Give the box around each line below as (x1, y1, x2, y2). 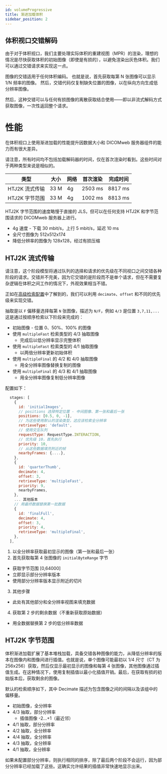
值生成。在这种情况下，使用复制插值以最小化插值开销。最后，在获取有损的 (5, 669, 158, 675)
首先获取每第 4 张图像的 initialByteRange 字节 (12, 555, 108, 561)
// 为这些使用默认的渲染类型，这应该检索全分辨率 (18, 418, 107, 423)
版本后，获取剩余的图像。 (9, 675, 62, 681)
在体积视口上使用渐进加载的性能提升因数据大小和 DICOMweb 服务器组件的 (5, 140, 158, 146)
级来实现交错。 (5, 297, 36, 303)
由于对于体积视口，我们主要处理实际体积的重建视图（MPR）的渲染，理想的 (5, 50, 159, 56)
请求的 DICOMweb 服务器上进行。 (9, 215, 80, 221)
